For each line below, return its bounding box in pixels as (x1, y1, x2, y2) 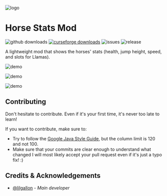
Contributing (5, 98, 46, 106)
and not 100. (12, 141, 39, 147)
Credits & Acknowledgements (5, 171, 101, 180)
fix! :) (12, 157, 24, 163)
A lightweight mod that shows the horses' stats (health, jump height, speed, (5, 48, 162, 55)
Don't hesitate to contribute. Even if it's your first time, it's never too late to (5, 111, 160, 117)
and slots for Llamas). (5, 54, 50, 60)
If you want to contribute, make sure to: (5, 126, 87, 132)
